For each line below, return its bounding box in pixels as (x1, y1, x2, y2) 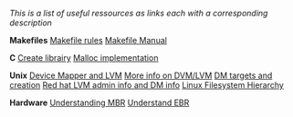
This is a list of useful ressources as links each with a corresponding (9, 8, 268, 18)
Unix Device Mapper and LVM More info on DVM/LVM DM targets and (9, 70, 273, 81)
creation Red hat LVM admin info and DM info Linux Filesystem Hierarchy (9, 80, 285, 90)
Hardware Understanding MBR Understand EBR (9, 97, 190, 108)
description (9, 17, 53, 28)
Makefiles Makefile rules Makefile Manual (9, 35, 167, 45)
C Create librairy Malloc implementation (9, 53, 159, 63)
